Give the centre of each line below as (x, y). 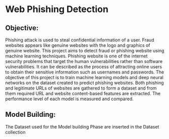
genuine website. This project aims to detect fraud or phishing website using (85, 51)
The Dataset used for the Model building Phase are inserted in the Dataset (82, 126)
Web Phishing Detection (57, 9)
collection (15, 132)
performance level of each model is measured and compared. (69, 99)
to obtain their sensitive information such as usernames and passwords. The (85, 72)
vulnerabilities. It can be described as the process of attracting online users (84, 67)
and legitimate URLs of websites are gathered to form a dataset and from (81, 88)
